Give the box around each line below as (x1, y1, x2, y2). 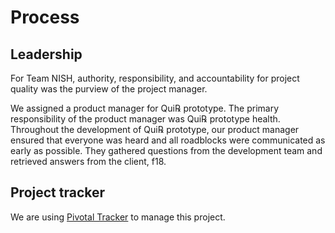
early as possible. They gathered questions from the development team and (10, 145, 323, 156)
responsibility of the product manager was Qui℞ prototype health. (10, 113, 281, 125)
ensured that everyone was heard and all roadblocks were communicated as (10, 134, 326, 146)
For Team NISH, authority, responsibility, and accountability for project (10, 72, 300, 84)
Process (10, 6, 80, 29)
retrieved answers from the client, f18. (10, 156, 167, 167)
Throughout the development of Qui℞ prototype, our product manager (10, 124, 300, 135)
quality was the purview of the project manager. (10, 83, 208, 95)
